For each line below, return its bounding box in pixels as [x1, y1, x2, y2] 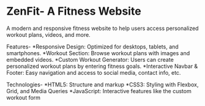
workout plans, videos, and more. [6, 31, 91, 38]
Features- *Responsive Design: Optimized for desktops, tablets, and [6, 43, 179, 50]
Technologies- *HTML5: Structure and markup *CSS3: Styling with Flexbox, [6, 81, 199, 88]
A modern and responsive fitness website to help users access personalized [6, 25, 199, 32]
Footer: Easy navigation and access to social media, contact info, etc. [6, 69, 181, 76]
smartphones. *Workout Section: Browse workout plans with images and [6, 49, 190, 56]
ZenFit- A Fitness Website [6, 4, 142, 18]
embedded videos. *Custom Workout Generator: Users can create [6, 56, 174, 63]
